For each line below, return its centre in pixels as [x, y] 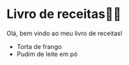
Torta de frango [39, 46]
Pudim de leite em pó [47, 54]
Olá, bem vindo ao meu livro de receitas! [64, 33]
